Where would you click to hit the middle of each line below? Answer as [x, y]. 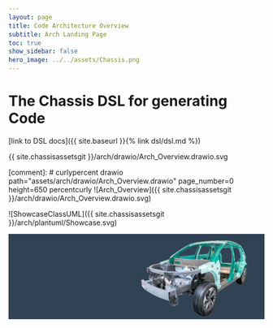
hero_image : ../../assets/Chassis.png [74, 60]
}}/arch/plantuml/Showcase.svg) [63, 222]
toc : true [25, 43]
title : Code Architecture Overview [69, 26]
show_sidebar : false [43, 52]
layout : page [30, 17]
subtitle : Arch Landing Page [58, 34]
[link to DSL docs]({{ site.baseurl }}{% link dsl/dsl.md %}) [105, 140]
